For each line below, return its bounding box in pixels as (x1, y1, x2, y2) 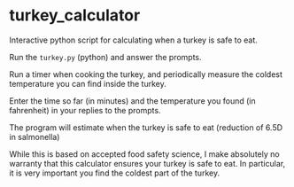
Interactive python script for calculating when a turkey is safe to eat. (9, 35, 259, 45)
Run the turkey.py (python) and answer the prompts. (9, 51, 202, 62)
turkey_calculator (9, 5, 141, 26)
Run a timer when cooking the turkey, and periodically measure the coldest (9, 68, 283, 80)
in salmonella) (9, 131, 60, 142)
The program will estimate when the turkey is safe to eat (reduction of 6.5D (9, 121, 283, 133)
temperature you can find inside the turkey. (9, 78, 166, 89)
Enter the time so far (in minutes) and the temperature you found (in (9, 95, 257, 106)
